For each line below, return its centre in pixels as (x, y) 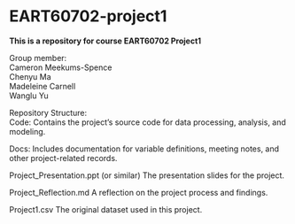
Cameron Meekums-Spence (61, 67)
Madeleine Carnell (43, 86)
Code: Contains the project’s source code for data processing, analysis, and (147, 122)
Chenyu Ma (30, 76)
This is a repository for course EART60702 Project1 (105, 41)
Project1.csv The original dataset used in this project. (106, 209)
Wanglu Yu (29, 96)
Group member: (38, 58)
